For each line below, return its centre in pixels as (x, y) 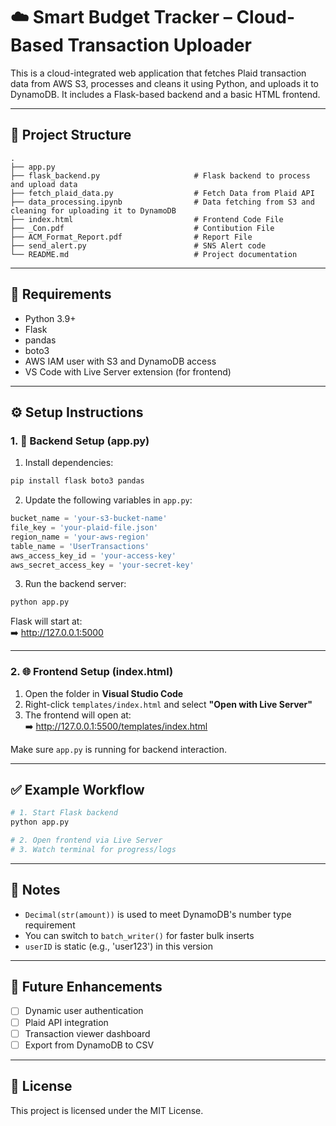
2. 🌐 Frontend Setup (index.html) (92, 672)
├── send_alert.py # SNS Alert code (138, 245)
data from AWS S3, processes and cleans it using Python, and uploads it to (164, 83)
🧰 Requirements (61, 294)
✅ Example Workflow (77, 789)
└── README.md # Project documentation (154, 254)
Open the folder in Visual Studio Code (104, 693)
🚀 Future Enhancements (86, 987)
